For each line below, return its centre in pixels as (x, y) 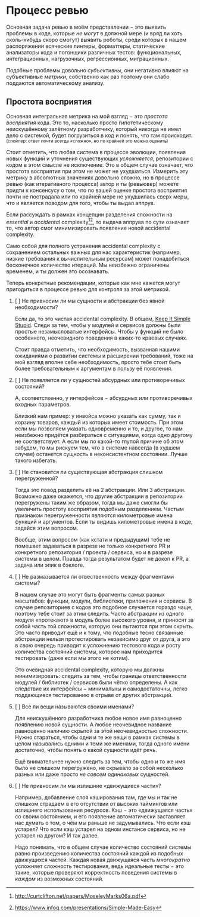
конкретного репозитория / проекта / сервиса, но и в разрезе (94, 552)
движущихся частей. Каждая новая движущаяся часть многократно (102, 860)
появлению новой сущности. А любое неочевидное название (93, 725)
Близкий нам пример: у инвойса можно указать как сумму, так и (98, 416)
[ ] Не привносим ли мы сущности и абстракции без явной (90, 301)
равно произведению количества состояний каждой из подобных (99, 854)
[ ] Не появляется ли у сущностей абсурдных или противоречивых (100, 380)
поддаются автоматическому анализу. (56, 83)
